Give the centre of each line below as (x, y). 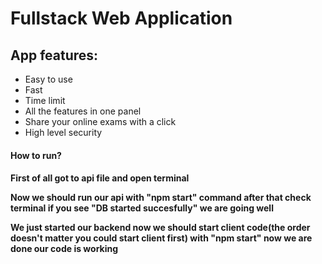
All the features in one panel (83, 111)
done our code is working (64, 249)
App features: (54, 55)
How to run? (36, 155)
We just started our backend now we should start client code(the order (160, 228)
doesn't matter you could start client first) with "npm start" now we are (161, 238)
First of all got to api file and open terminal (100, 178)
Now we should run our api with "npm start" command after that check (161, 198)
